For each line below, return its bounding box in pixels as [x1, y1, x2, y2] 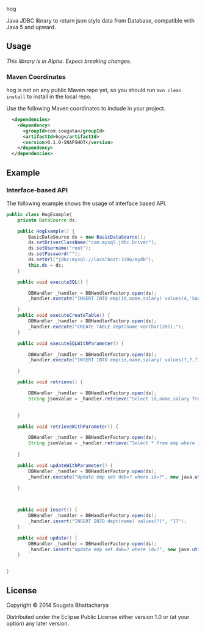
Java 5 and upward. [6, 24, 56, 31]
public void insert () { [17, 507, 78, 513]
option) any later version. [6, 620, 69, 627]
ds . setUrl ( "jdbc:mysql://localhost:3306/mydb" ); [28, 256, 154, 263]
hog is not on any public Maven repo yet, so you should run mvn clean [6, 87, 182, 94]
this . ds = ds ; [28, 262, 64, 268]
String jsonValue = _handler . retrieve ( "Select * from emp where [28, 440, 195, 446]
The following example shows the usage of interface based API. [6, 200, 167, 207]
